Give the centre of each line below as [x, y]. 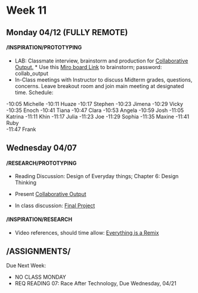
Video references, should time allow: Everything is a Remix [87, 232]
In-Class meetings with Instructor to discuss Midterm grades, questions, [103, 80]
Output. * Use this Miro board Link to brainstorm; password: [88, 67]
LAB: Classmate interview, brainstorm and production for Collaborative [101, 61]
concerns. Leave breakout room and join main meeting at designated [99, 86]
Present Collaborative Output [50, 194]
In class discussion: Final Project [55, 205]
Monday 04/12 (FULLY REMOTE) [67, 32]
